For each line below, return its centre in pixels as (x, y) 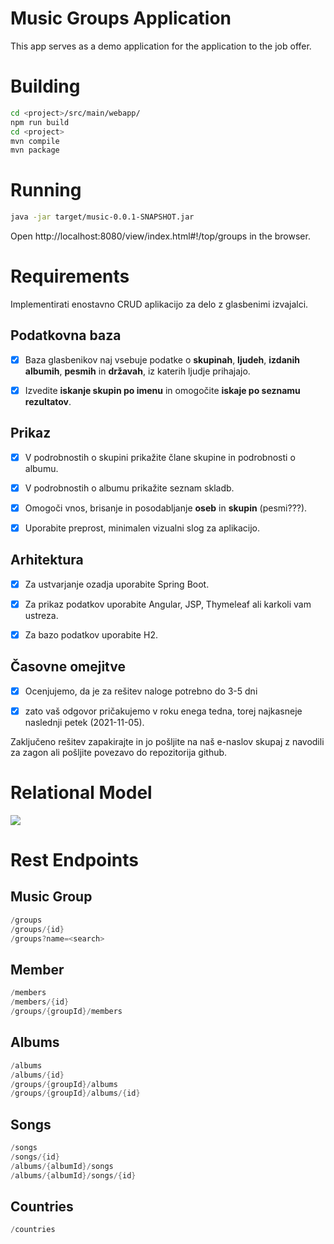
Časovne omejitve (68, 667)
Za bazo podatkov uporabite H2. (91, 634)
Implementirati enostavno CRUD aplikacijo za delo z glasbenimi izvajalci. (159, 304)
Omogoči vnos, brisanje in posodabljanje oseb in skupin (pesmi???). (166, 508)
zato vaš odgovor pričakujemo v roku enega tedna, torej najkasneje (163, 711)
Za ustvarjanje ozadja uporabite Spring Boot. (117, 584)
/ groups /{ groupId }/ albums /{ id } (75, 1093)
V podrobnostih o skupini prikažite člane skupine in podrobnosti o (160, 457)
